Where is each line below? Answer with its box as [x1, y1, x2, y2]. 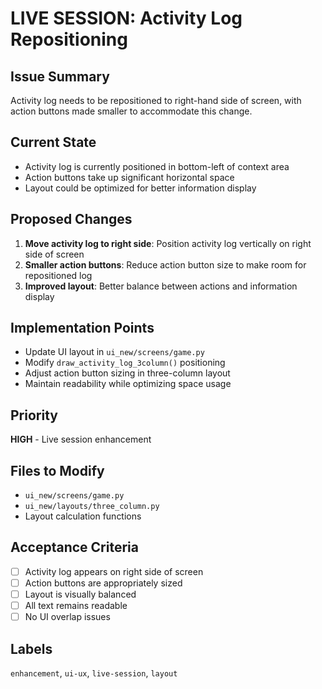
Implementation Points [10, 320, 155, 337]
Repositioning [10, 28, 128, 51]
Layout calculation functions [24, 510, 142, 522]
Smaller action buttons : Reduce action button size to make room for [24, 258, 307, 271]
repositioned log [24, 269, 93, 281]
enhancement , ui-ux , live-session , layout [10, 667, 178, 679]
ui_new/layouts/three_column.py [24, 502, 160, 512]
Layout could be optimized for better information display [24, 182, 257, 194]
